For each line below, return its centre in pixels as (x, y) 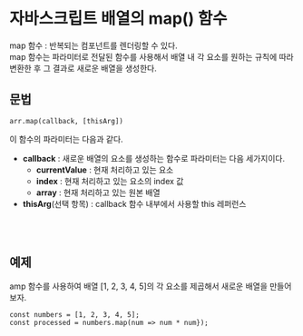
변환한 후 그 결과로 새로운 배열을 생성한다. (83, 68)
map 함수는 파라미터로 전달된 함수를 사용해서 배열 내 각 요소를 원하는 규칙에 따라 (151, 56)
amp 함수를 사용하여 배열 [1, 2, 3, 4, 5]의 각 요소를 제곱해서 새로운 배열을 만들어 (151, 286)
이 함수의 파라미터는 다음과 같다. (67, 139)
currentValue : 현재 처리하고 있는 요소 (105, 170)
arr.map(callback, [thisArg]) (67, 121)
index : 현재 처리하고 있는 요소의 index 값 (110, 181)
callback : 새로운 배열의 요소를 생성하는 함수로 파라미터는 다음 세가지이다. (154, 158)
